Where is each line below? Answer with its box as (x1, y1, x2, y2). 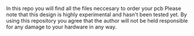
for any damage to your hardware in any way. (6, 23, 117, 30)
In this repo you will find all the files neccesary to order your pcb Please (6, 5, 182, 12)
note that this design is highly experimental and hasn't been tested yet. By (6, 11, 187, 18)
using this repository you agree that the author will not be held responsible (6, 17, 188, 24)
